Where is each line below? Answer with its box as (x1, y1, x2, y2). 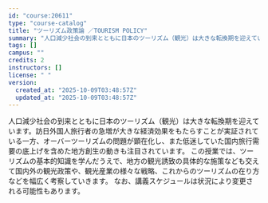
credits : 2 (8, 57, 45, 65)
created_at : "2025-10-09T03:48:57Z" (15, 86, 137, 94)
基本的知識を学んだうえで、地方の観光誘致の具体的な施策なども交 (35, 157, 253, 166)
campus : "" (8, 49, 45, 57)
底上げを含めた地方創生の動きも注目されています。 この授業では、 (22, 146, 241, 156)
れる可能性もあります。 (8, 186, 85, 196)
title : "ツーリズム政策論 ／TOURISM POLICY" (8, 26, 148, 34)
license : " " (8, 71, 52, 79)
